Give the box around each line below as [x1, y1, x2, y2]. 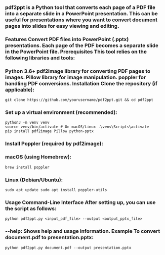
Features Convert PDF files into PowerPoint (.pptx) [5, 36, 129, 43]
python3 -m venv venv [5, 120, 50, 125]
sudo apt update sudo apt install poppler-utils [5, 187, 107, 192]
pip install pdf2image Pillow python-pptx [5, 129, 94, 134]
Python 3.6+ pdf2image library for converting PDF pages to [5, 67, 151, 74]
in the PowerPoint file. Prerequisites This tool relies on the [5, 48, 147, 55]
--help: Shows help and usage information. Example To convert [5, 228, 161, 235]
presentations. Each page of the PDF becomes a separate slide [5, 42, 159, 49]
